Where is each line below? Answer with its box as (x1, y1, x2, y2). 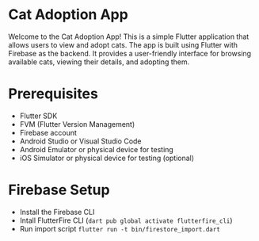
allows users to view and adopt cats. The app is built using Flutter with (8, 40, 238, 49)
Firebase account (19, 128, 78, 137)
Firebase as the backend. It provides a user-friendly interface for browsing (8, 48, 252, 58)
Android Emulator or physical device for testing (19, 144, 174, 154)
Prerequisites (8, 85, 99, 103)
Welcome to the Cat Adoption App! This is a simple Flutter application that (8, 32, 249, 41)
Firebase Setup (8, 181, 110, 199)
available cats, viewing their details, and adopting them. (8, 57, 190, 67)
